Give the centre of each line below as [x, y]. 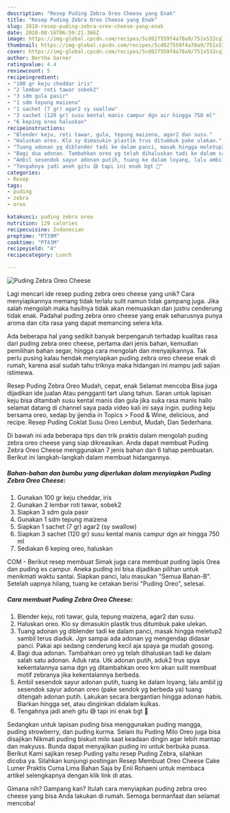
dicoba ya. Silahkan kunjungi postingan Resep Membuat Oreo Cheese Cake [114, 760]
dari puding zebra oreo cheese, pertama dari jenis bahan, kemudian [103, 343]
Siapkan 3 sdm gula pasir [53, 512]
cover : [16, 52]
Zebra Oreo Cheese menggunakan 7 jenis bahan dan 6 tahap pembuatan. [111, 450]
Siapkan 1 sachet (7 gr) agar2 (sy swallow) [77, 526]
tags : [15, 186]
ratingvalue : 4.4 [32, 64]
